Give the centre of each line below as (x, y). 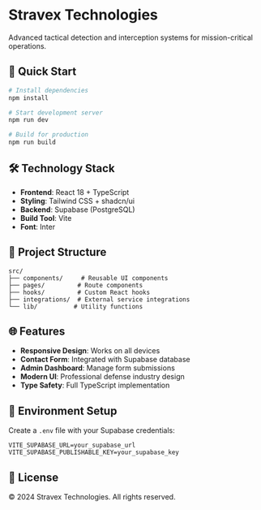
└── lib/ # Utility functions (76, 306)
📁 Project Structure (58, 252)
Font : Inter (37, 227)
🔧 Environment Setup (63, 411)
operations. (28, 45)
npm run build (32, 143)
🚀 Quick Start (43, 72)
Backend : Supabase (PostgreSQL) (77, 210)
